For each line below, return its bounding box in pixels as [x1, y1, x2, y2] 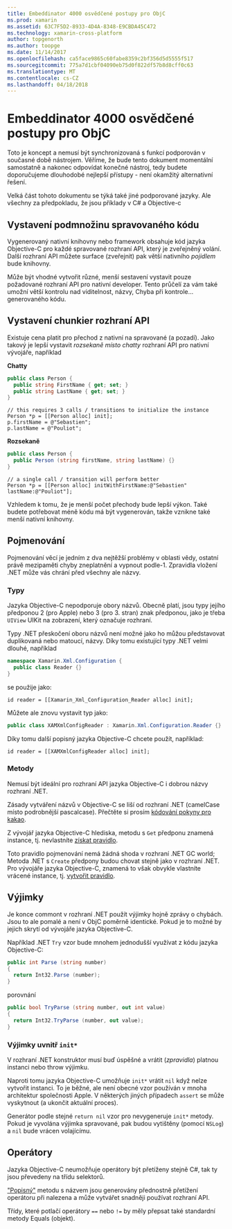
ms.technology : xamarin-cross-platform [7, 29, 123, 37]
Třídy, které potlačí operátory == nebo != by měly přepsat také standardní [7, 1207, 216, 1215]
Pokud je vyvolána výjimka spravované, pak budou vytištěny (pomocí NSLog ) [7, 1119, 224, 1127]
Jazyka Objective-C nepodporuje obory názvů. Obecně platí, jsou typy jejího [7, 601, 226, 610]
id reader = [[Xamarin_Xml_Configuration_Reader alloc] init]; [7, 696, 194, 704]
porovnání [7, 991, 36, 999]
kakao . [7, 815, 26, 823]
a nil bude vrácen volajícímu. [7, 1126, 92, 1135]
